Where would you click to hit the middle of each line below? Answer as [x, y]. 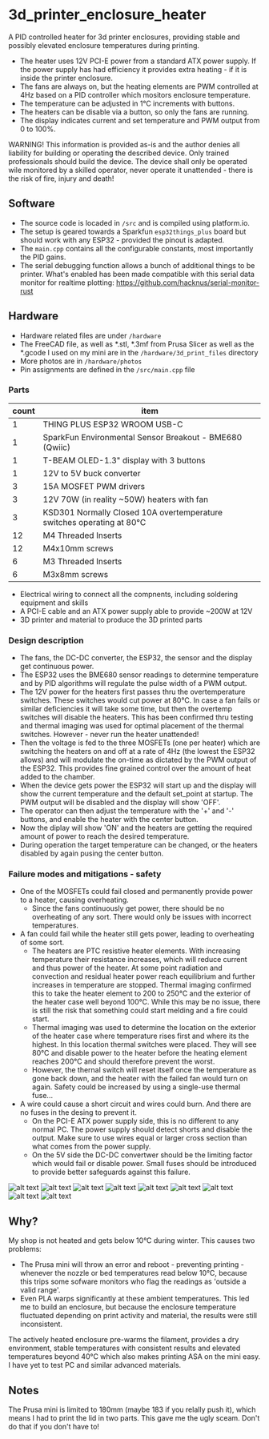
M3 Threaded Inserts [82, 561]
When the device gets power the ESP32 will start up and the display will [138, 785]
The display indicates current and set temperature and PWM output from [140, 120]
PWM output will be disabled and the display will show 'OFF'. [120, 803]
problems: [25, 1249]
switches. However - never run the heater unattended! [109, 735]
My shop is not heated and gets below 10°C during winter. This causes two [132, 1241]
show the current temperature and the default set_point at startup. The [137, 794]
